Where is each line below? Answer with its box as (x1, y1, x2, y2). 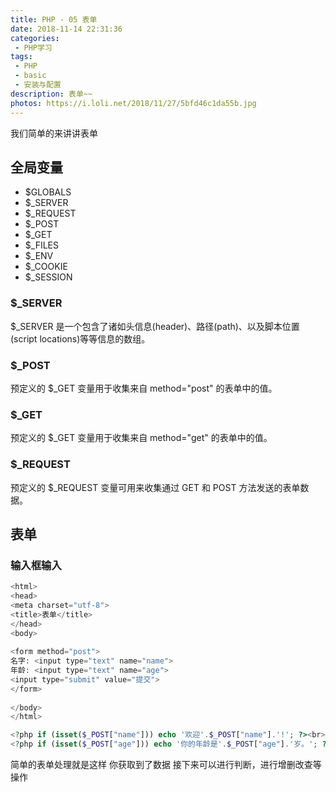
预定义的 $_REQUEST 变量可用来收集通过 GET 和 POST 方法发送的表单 (10, 481, 301, 493)
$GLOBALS (24, 186, 72, 198)
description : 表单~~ (10, 89, 93, 99)
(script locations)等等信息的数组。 (10, 332, 151, 345)
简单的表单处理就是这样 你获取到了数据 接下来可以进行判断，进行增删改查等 (10, 759, 322, 771)
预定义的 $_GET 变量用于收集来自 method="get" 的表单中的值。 (10, 432, 273, 444)
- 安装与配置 (14, 80, 62, 90)
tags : (10, 52, 33, 62)
